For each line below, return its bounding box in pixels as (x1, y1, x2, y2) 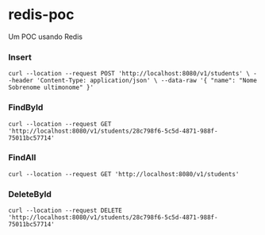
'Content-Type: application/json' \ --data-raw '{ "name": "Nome (36, 77, 258, 85)
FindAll (8, 152, 36, 164)
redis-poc (8, 6, 75, 24)
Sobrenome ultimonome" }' (8, 83, 94, 92)
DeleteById (8, 188, 52, 199)
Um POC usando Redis (8, 32, 83, 41)
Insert (8, 52, 32, 63)
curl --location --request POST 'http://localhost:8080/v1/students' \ (8, 70, 250, 78)
